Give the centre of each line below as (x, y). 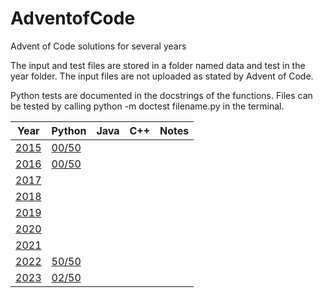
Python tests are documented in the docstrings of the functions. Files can (161, 95)
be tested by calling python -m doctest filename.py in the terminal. (147, 106)
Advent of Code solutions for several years (98, 46)
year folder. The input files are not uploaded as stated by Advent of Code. (162, 76)
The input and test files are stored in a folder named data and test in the (158, 65)
